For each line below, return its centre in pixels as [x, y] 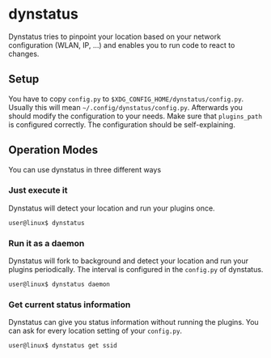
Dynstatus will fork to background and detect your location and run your [129, 261]
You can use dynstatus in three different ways [85, 169]
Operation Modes [53, 150]
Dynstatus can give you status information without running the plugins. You [133, 322]
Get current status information [70, 305]
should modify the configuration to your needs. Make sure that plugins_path [135, 116]
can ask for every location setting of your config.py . [95, 331]
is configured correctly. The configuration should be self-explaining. [122, 124]
